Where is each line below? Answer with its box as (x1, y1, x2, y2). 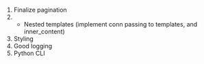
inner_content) (23, 27, 65, 35)
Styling (13, 35, 34, 43)
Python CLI (13, 49, 46, 57)
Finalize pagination (13, 6, 67, 14)
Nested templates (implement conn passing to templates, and (23, 20, 198, 28)
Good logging (13, 42, 53, 50)
